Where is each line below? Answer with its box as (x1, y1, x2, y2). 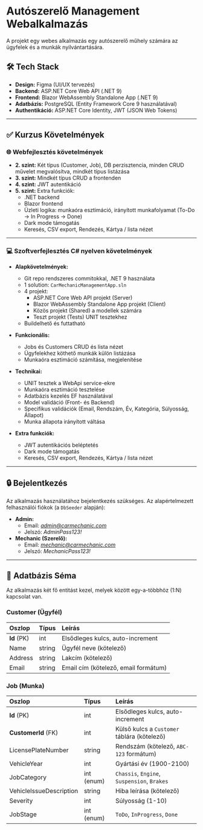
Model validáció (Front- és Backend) (24, 398, 115, 406)
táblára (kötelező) (115, 732, 166, 741)
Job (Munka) (6, 681, 45, 690)
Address (9, 653, 33, 662)
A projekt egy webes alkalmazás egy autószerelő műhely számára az (6, 37, 178, 44)
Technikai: (14, 368, 42, 375)
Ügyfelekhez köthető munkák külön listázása (24, 349, 136, 357)
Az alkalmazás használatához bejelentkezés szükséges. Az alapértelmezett (6, 497, 194, 504)
